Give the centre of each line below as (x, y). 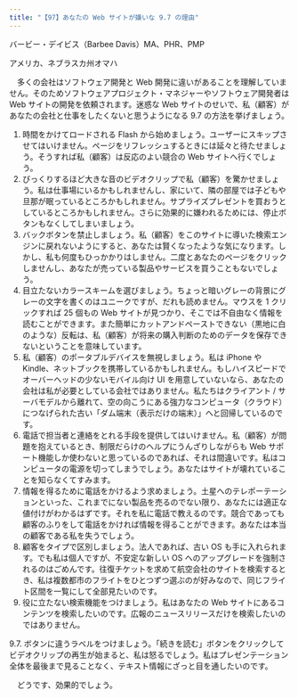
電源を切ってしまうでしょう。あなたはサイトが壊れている (173, 468)
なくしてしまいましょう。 (93, 223)
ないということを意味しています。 (84, 346)
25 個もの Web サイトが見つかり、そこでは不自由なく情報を (173, 312)
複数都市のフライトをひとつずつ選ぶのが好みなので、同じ (158, 579)
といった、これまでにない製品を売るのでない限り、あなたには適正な (162, 502)
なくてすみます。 (84, 480)
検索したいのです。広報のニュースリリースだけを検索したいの (173, 613)
